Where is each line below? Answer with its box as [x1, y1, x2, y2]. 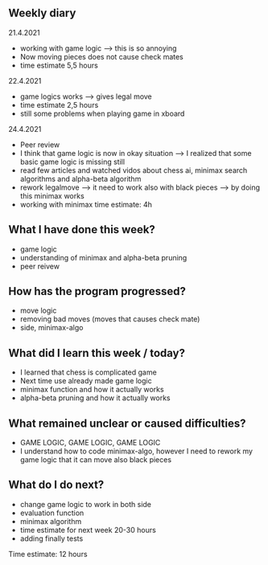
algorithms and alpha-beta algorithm [19, 174, 142, 183]
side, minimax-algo [19, 323, 84, 333]
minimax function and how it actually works [19, 385, 164, 395]
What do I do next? [8, 478, 105, 492]
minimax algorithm [19, 516, 82, 526]
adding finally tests [19, 534, 84, 543]
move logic [19, 305, 57, 316]
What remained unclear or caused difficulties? [8, 416, 246, 430]
